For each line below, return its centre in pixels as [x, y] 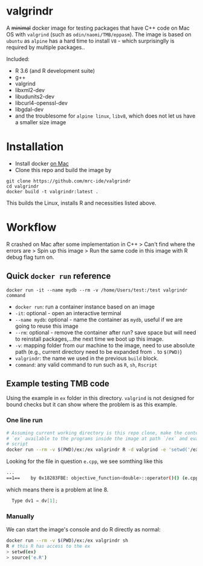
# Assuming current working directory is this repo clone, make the [94, 433]
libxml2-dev [30, 90]
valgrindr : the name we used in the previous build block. [87, 358]
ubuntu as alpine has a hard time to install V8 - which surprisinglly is [90, 41]
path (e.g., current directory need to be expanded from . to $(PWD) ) [98, 351]
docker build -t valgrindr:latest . [52, 191]
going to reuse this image [47, 326]
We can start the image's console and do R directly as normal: [84, 530]
